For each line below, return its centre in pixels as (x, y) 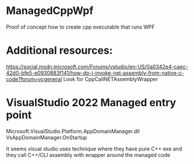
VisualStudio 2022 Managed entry (91, 103)
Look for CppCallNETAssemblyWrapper (111, 79)
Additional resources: (59, 50)
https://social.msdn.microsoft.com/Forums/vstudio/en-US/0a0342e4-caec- (97, 67)
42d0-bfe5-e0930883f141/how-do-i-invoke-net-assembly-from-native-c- (95, 73)
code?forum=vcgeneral (34, 79)
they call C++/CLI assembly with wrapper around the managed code (88, 155)
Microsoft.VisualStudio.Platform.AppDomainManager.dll (73, 131)
